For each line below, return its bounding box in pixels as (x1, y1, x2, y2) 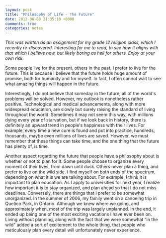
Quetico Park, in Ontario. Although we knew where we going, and (5, 201, 139, 207)
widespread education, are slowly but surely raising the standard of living (5, 107, 156, 113)
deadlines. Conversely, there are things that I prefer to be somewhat (5, 190, 145, 196)
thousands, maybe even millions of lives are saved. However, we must (5, 133, 149, 139)
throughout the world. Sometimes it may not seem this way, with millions (5, 112, 154, 118)
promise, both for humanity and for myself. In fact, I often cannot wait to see (5, 76, 161, 82)
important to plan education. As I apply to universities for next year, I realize (5, 180, 160, 186)
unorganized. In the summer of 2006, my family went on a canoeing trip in (5, 195, 157, 202)
